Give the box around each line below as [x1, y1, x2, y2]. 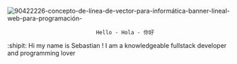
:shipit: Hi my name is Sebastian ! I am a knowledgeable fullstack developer [7, 41, 227, 49]
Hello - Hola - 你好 [96, 29, 154, 36]
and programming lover [7, 49, 76, 57]
